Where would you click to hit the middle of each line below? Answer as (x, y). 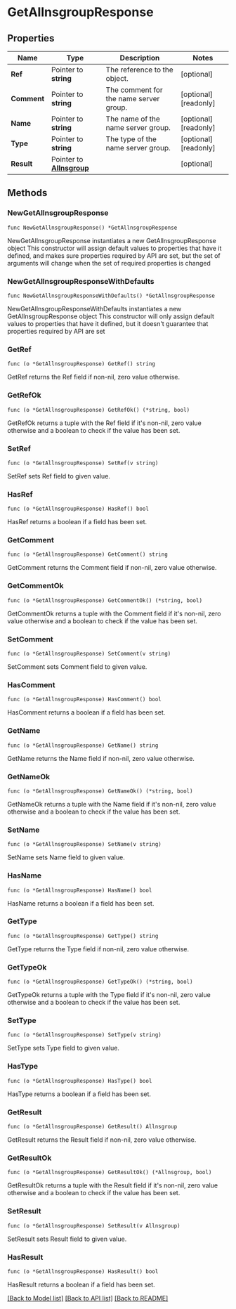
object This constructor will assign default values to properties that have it (114, 248)
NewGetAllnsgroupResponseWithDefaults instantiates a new (94, 308)
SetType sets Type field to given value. (63, 1048)
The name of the (133, 119)
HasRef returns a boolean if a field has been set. (77, 522)
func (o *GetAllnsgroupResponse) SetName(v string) (84, 845)
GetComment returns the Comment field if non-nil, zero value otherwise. (112, 568)
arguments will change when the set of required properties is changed (109, 263)
